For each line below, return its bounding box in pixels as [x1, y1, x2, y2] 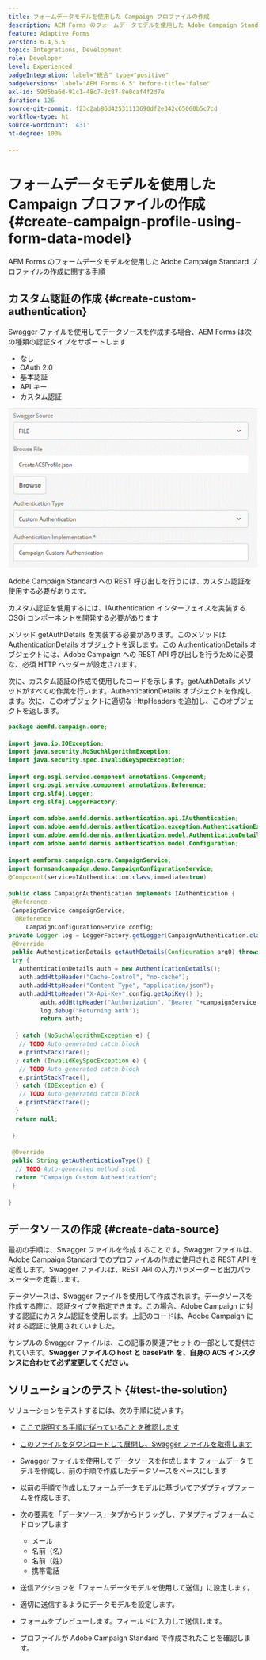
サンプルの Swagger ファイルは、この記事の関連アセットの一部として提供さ [8, 1338, 256, 1347]
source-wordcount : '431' [8, 121, 90, 130]
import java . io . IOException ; [8, 739, 104, 747]
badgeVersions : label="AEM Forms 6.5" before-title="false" [8, 79, 211, 87]
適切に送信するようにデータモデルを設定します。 [19, 1600, 180, 1609]
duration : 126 [8, 96, 55, 104]
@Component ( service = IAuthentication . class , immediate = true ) [8, 873, 207, 881]
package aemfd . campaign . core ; [8, 723, 108, 731]
